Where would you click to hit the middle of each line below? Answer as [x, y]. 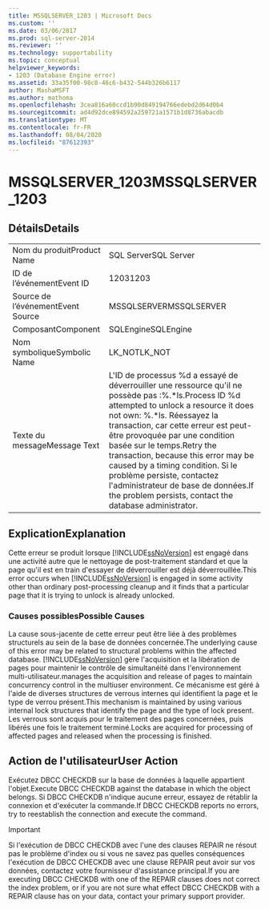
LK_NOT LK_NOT [140, 352]
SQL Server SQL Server [152, 255]
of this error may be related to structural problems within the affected [122, 650]
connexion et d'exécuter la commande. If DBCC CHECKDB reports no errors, [134, 806]
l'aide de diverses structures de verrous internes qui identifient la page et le [133, 693]
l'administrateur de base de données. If [181, 485]
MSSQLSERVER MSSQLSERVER [167, 306]
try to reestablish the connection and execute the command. [108, 814]
